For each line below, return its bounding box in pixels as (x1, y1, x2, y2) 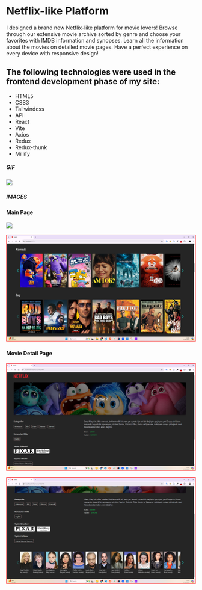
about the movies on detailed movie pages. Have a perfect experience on (6, 43, 188, 51)
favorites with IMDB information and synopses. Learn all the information (6, 37, 185, 44)
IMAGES (6, 194, 28, 201)
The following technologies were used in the (6, 67, 176, 78)
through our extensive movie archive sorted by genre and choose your (6, 30, 181, 37)
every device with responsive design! (6, 49, 99, 57)
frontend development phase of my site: (6, 76, 160, 87)
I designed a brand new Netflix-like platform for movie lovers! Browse (6, 24, 178, 31)
